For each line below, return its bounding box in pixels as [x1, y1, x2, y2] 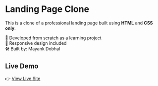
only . [5, 25, 16, 31]
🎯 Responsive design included [5, 40, 67, 46]
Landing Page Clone [5, 3, 90, 15]
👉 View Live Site [5, 76, 41, 82]
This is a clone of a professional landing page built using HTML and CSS [5, 20, 153, 26]
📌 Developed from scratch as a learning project [5, 35, 102, 41]
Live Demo [5, 62, 39, 71]
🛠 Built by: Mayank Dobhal [5, 46, 60, 52]
